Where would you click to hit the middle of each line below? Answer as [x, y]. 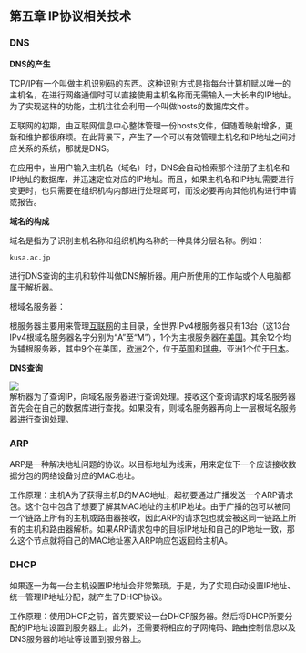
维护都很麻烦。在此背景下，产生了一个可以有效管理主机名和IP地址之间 [157, 137]
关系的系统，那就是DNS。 [66, 148]
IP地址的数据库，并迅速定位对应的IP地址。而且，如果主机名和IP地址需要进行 [152, 179]
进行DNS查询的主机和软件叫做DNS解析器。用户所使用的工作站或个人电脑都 [150, 275]
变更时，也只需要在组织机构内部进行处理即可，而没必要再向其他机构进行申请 [153, 190]
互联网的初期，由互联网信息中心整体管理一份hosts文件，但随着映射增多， [147, 125]
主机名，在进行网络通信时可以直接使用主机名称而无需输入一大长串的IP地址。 [153, 95]
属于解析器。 [33, 287]
